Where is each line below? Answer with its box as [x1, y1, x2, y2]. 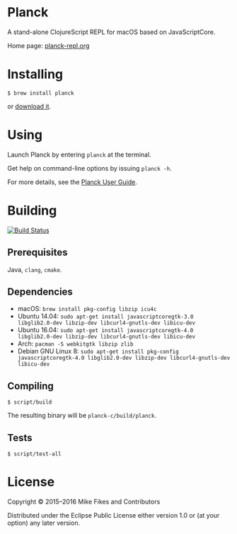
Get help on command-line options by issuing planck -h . [7, 164, 172, 172]
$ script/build [7, 399, 52, 406]
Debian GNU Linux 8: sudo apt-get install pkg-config [17, 347, 179, 356]
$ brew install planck [7, 89, 74, 96]
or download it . [7, 102, 52, 110]
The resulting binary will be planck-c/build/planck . [7, 411, 157, 420]
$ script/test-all [7, 450, 62, 458]
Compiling [7, 380, 54, 392]
